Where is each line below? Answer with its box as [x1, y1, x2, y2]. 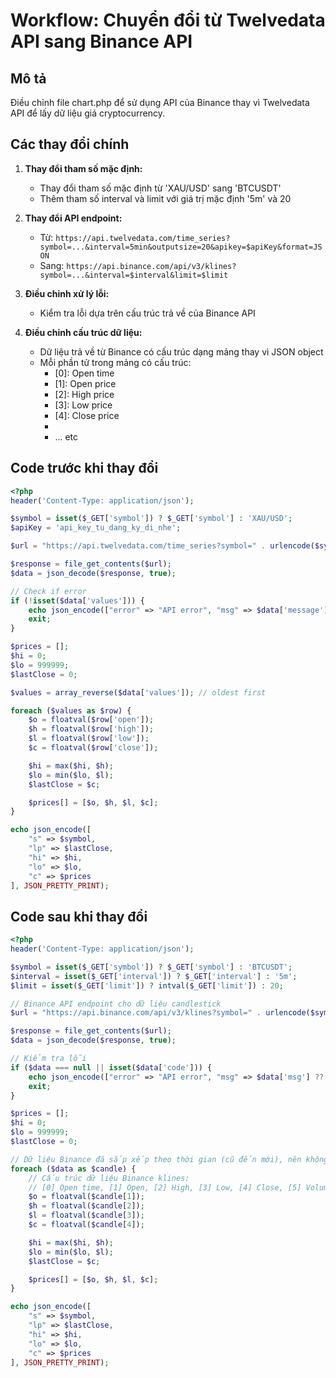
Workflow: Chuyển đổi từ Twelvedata [10, 9, 326, 32]
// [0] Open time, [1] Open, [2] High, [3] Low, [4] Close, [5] [28, 1182, 302, 1193]
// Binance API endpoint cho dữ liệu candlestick [10, 999, 222, 1009]
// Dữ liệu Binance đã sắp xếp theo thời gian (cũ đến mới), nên [10, 1154, 302, 1164]
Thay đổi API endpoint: [24, 212, 123, 224]
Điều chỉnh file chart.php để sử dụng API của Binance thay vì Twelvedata [10, 97, 310, 108]
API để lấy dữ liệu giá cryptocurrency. [10, 107, 165, 119]
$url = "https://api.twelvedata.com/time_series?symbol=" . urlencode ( [10, 541, 315, 551]
